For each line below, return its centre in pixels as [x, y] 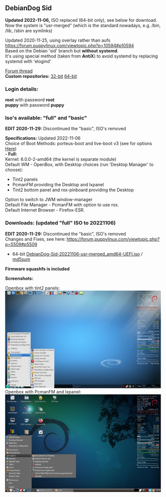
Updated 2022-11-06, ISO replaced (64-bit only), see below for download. [81, 20]
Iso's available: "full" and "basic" [46, 118]
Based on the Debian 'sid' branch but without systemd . [62, 51]
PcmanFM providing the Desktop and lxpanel [58, 185]
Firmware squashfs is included [38, 269]
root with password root [30, 100]
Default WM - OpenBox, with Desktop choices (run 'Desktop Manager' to [80, 165]
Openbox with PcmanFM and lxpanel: [43, 392]
